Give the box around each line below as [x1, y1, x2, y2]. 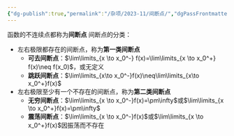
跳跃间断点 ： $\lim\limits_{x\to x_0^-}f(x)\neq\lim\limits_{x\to [27, 71, 200, 80]
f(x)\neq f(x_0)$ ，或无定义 [27, 62, 105, 70]
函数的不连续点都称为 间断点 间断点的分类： [7, 30, 131, 38]
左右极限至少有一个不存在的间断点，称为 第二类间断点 [17, 87, 171, 96]
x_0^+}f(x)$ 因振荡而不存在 [27, 121, 105, 129]
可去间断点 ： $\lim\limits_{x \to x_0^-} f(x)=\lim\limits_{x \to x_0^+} [27, 54, 217, 62]
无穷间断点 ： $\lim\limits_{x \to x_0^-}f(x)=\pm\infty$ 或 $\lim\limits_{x [27, 96, 224, 105]
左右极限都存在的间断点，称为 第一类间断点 [17, 45, 140, 53]
